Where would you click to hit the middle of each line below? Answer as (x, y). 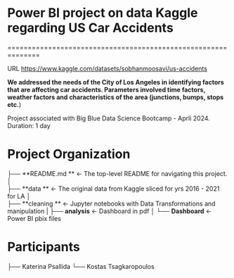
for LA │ (19, 196)
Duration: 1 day (29, 125)
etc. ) (14, 104)
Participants (44, 247)
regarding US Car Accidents (90, 28)
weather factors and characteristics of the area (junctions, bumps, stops (116, 97)
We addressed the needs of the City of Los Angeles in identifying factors (116, 82)
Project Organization (69, 154)
